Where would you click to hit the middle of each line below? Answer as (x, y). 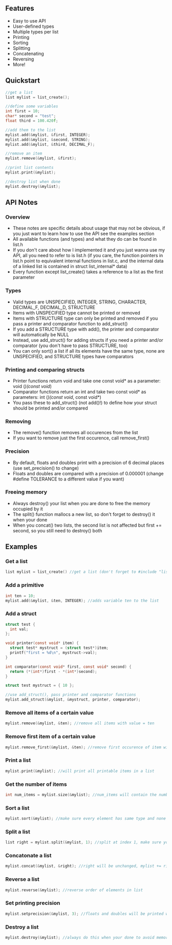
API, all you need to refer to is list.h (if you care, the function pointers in (88, 256)
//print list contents (29, 168)
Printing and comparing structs (45, 370)
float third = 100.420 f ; (32, 121)
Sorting (20, 43)
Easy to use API (29, 21)
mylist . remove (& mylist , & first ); (41, 159)
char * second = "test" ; (31, 116)
